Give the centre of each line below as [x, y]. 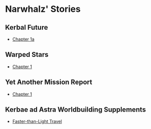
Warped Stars [27, 55]
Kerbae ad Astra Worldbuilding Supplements [75, 110]
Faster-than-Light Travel [37, 122]
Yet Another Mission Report [49, 82]
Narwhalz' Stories [43, 9]
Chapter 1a [23, 39]
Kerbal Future [26, 27]
